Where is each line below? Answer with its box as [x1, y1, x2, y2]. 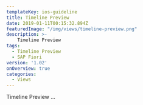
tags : [6, 43, 20, 49]
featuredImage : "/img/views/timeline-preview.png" [6, 25, 138, 32]
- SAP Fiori [12, 54, 43, 60]
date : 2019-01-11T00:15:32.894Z [6, 20, 88, 26]
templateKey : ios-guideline [6, 8, 78, 15]
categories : [6, 71, 37, 77]
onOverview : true [6, 65, 51, 72]
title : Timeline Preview [6, 15, 69, 21]
